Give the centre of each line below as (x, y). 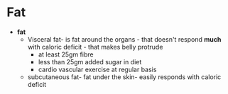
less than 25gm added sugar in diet (90, 61)
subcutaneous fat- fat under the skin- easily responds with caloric (124, 77)
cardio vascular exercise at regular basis (97, 69)
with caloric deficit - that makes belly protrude (95, 47)
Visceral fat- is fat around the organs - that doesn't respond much (124, 39)
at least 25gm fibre (66, 54)
